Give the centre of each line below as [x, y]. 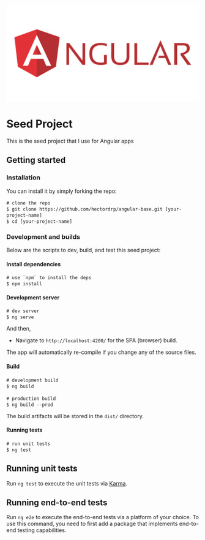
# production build [31, 399]
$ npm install [24, 284]
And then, [19, 329]
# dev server [23, 311]
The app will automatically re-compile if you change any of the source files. [102, 352]
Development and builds [43, 236]
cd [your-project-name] [42, 221]
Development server [33, 297]
